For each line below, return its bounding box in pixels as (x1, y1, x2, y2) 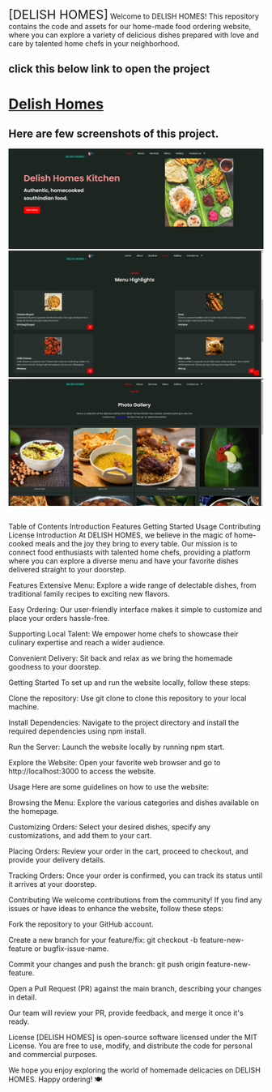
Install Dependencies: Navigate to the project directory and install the (8, 717, 240, 728)
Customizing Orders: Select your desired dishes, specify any (8, 822, 210, 832)
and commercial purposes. (8, 1050, 98, 1060)
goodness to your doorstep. (8, 662, 101, 672)
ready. (8, 1017, 30, 1026)
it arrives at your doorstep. (8, 880, 97, 889)
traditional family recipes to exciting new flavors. (8, 589, 170, 599)
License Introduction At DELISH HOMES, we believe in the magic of (8, 530, 232, 540)
